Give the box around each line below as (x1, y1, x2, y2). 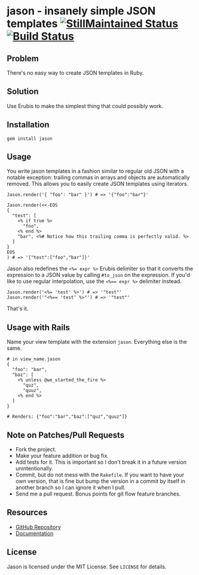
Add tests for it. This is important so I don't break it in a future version (15, 458, 187, 466)
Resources (7, 507, 48, 518)
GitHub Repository (15, 523, 62, 530)
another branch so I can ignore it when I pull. (15, 484, 126, 491)
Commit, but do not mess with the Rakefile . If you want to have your (15, 471, 185, 479)
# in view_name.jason (7, 356, 61, 362)
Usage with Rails (7, 322, 71, 332)
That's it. (7, 305, 29, 312)
